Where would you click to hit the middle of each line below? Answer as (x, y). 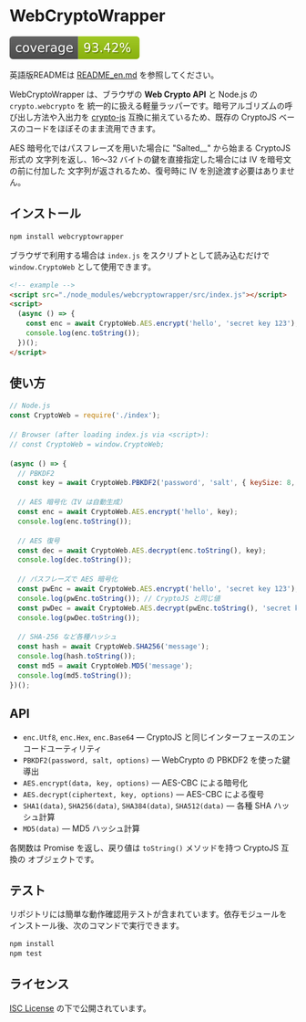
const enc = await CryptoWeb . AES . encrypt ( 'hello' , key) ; (128, 512)
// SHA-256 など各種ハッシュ (67, 637)
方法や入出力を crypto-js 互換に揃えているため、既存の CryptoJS (155, 117)
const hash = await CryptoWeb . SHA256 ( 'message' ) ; (113, 647)
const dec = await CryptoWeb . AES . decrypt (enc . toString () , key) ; (142, 550)
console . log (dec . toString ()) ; (75, 560)
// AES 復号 (39, 541)
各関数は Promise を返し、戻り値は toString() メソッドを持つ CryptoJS (144, 848)
